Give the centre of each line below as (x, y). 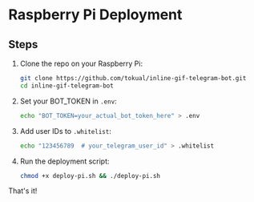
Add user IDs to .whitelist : (66, 131)
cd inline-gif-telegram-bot (67, 86)
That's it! (23, 191)
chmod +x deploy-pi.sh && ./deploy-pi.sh (90, 176)
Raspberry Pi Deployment (95, 15)
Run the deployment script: (65, 161)
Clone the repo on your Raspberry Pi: (81, 63)
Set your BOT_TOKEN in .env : (69, 101)
